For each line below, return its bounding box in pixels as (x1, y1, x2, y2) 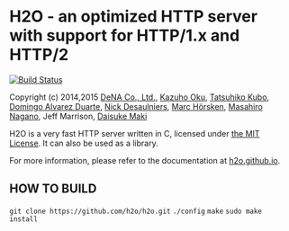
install (9, 214, 39, 224)
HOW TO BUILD (9, 182, 97, 197)
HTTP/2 (9, 45, 69, 65)
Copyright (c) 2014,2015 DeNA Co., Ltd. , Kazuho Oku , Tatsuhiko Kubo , (9, 92, 270, 102)
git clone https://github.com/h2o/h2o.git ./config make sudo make (9, 207, 263, 216)
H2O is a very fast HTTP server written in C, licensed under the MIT (9, 128, 260, 138)
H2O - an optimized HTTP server (9, 6, 258, 27)
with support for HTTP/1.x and (9, 25, 240, 46)
